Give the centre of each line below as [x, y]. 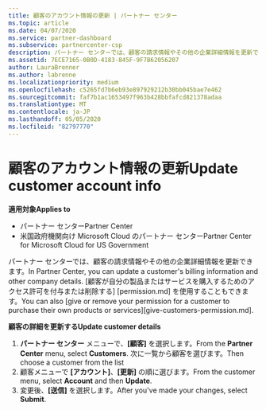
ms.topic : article [39, 23]
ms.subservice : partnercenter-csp [66, 45]
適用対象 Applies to [39, 209]
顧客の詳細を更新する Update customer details [85, 326]
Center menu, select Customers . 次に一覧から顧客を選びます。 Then [132, 353]
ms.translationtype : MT [48, 104]
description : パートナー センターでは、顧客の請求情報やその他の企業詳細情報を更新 [130, 53]
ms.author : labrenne [42, 75]
